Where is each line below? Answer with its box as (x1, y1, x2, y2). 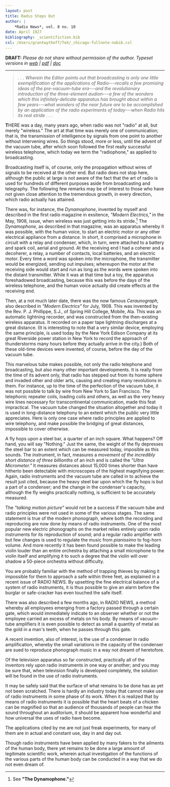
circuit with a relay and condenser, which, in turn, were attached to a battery (5, 239, 164, 245)
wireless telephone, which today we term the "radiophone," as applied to (5, 149, 157, 155)
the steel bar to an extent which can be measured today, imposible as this (5, 446, 159, 452)
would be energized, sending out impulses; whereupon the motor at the (5, 261, 154, 267)
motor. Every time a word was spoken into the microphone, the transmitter (5, 256, 160, 262)
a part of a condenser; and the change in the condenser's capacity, (5, 484, 146, 490)
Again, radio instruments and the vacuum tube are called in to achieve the (5, 473, 159, 479)
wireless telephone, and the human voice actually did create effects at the (5, 282, 159, 288)
